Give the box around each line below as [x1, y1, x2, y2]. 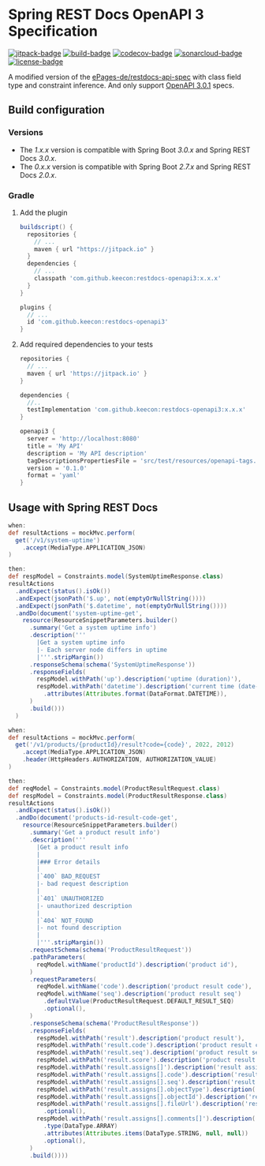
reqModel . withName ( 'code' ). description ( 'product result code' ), [36, 983, 252, 991]
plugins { [19, 303, 53, 311]
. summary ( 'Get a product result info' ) [28, 829, 160, 837]
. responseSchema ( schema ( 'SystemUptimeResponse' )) [28, 661, 196, 669]
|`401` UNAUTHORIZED [36, 894, 104, 902]
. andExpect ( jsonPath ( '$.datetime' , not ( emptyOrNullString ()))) [15, 602, 227, 609]
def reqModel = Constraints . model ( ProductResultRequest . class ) [8, 784, 221, 793]
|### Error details [36, 858, 101, 866]
